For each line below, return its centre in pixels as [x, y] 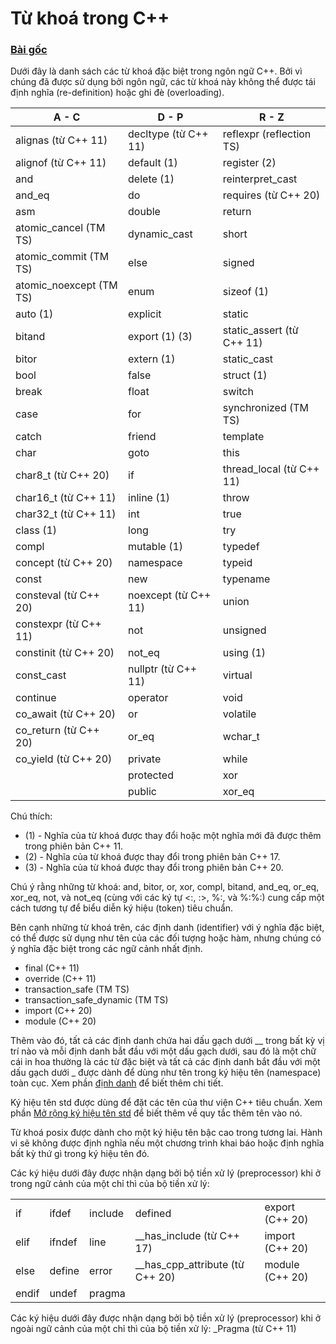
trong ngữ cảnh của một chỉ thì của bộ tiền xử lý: [110, 1184]
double [144, 212]
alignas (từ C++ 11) [61, 140]
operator [148, 698]
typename [246, 579]
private [145, 759]
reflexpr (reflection [267, 134]
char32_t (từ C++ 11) [66, 514]
